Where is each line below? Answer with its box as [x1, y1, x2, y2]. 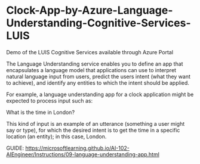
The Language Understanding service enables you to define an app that [6, 60, 183, 67]
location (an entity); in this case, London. [6, 132, 107, 140]
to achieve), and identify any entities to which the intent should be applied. [6, 79, 190, 86]
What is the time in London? [6, 109, 75, 116]
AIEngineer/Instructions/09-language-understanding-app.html [6, 150, 160, 158]
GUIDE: [6, 144, 24, 151]
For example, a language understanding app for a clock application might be [6, 91, 194, 98]
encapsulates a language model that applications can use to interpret [6, 66, 177, 73]
